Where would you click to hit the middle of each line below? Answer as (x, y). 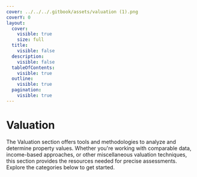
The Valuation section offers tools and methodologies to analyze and (91, 142)
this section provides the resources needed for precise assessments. (92, 161)
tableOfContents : (33, 67)
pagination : (27, 90)
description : (28, 56)
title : (20, 46)
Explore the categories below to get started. (61, 167)
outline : (23, 79)
